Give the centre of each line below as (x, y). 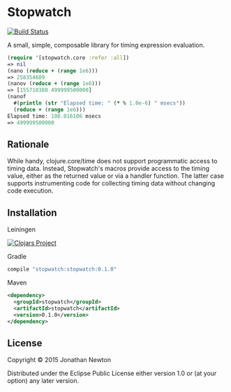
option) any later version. (43, 381)
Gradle (17, 257)
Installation (32, 212)
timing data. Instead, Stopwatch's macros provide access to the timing (109, 169)
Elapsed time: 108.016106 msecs (54, 116)
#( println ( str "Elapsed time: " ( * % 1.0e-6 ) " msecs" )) (100, 103)
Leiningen (22, 229)
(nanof (17, 97)
